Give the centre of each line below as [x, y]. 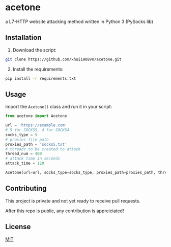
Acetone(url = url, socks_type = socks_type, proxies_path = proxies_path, [81, 173]
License [18, 227]
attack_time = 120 [25, 163]
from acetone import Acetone [36, 116]
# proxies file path [27, 140]
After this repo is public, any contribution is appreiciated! [65, 211]
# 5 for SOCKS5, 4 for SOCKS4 [37, 130]
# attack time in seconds [33, 159]
